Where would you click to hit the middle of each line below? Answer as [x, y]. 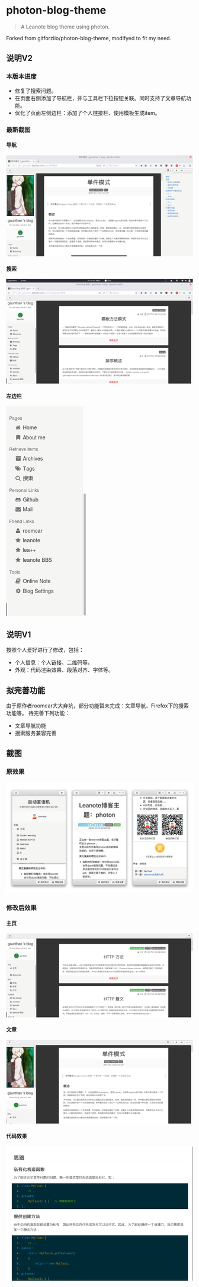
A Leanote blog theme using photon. [65, 27]
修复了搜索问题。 [36, 91]
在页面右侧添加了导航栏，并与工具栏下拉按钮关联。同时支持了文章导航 [100, 98]
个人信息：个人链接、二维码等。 [54, 662]
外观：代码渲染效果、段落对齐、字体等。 [64, 670]
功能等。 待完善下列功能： [38, 713]
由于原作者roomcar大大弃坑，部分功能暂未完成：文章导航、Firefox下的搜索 [97, 706]
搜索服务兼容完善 [36, 733]
